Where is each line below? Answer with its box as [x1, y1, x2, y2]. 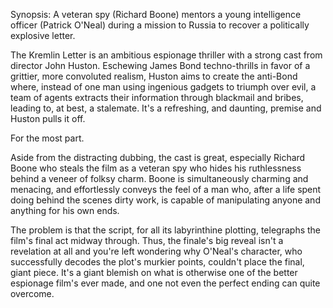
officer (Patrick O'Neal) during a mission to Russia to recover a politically [10, 19, 310, 31]
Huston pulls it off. [10, 113, 86, 124]
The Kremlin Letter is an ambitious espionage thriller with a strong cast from [10, 49, 323, 61]
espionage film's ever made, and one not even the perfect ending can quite [10, 277, 321, 289]
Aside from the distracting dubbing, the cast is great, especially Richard [10, 152, 306, 163]
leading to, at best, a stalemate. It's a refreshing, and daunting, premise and [10, 102, 322, 114]
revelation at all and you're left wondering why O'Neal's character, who [10, 245, 303, 257]
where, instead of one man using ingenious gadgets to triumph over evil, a [10, 81, 317, 93]
